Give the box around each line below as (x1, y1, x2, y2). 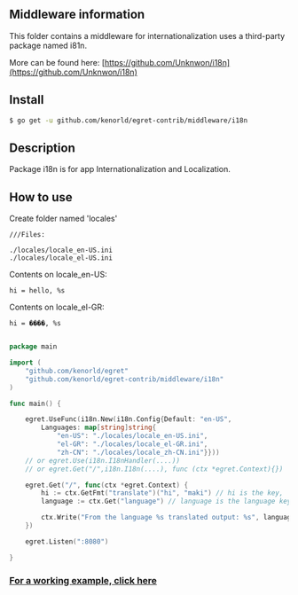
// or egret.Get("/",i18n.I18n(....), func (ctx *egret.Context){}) (25, 465, 284, 474)
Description (9, 140, 75, 155)
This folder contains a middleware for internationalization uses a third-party (9, 30, 286, 41)
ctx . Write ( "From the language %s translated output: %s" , (41, 513, 260, 522)
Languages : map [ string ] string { (41, 423, 157, 433)
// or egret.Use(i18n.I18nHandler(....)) (25, 456, 180, 465)
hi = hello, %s (9, 286, 66, 295)
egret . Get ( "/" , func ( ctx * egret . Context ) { (25, 481, 189, 489)
